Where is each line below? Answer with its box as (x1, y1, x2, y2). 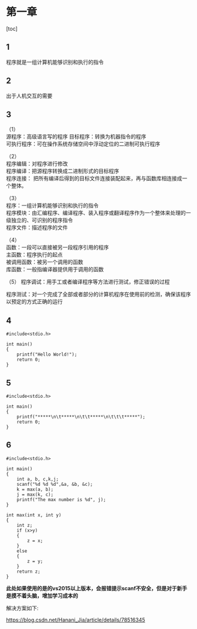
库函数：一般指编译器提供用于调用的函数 (6, 266, 104, 273)
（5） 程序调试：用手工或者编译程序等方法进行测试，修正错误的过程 (6, 278, 170, 285)
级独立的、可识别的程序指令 (6, 217, 73, 224)
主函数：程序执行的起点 (6, 251, 63, 258)
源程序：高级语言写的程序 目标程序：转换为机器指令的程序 (6, 133, 147, 140)
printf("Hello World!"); (16, 351, 77, 358)
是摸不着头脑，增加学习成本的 (6, 592, 78, 599)
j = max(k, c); (16, 491, 54, 498)
